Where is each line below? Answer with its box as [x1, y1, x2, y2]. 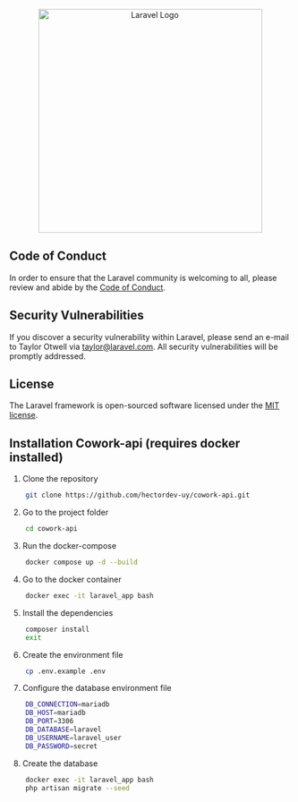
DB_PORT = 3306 [25, 717, 74, 726]
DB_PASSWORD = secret [25, 741, 98, 751]
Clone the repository [21, 474, 98, 484]
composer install [25, 625, 90, 634]
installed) [9, 449, 64, 465]
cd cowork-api [25, 525, 78, 533]
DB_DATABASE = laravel [25, 725, 102, 734]
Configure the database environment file [21, 683, 172, 694]
